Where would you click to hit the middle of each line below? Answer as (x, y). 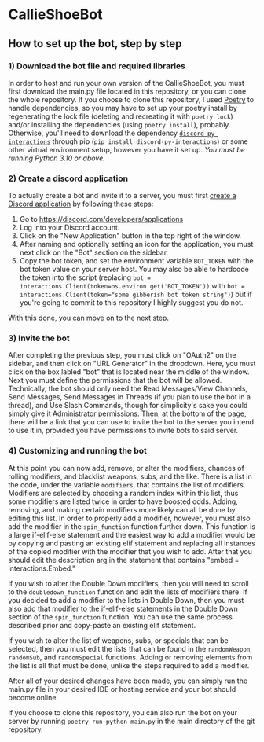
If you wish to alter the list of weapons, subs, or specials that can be (119, 640)
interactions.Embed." (42, 568)
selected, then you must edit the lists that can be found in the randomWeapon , (130, 648)
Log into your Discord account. (70, 228)
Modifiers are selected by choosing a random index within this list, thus (123, 493)
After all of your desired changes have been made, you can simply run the (128, 681)
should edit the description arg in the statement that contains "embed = (124, 560)
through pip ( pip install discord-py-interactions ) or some (150, 141)
